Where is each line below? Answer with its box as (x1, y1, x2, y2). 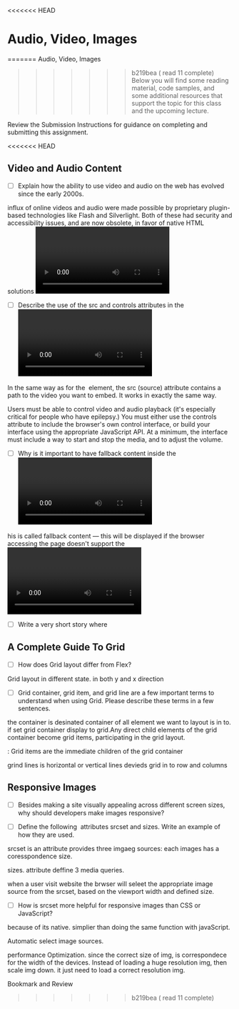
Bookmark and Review (7, 979, 73, 988)
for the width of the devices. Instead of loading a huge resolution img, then (7, 958, 227, 967)
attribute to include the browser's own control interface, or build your (7, 419, 210, 428)
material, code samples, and (131, 84, 215, 92)
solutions (7, 287, 34, 295)
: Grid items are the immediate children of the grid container (7, 747, 183, 755)
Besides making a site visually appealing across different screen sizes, (17, 800, 225, 809)
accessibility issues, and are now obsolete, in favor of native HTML (7, 218, 205, 227)
